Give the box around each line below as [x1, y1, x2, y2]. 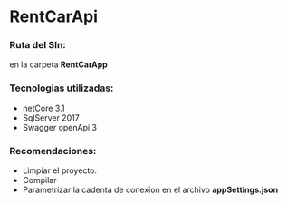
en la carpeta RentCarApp [9, 59, 109, 70]
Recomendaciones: [9, 144, 97, 157]
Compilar [22, 175, 57, 186]
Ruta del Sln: [9, 39, 66, 52]
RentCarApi [9, 6, 98, 27]
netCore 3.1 [22, 102, 65, 113]
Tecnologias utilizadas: [9, 82, 114, 94]
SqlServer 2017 [22, 112, 80, 123]
